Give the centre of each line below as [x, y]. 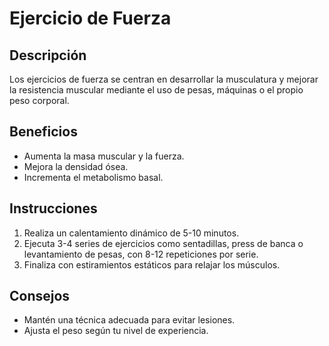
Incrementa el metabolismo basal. [93, 177]
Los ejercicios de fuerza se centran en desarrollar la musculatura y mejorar [164, 79]
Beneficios [43, 132]
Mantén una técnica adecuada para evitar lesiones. [129, 320]
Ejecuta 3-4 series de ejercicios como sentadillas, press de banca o [163, 243]
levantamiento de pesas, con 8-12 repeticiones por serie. [141, 254]
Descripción [48, 55]
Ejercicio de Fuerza [90, 18]
